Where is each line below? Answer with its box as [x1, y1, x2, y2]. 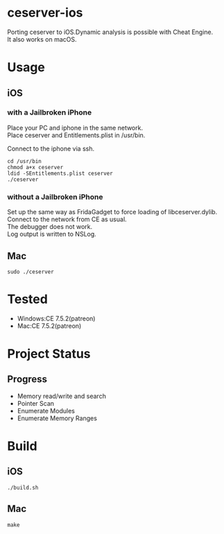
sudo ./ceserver [7, 268, 54, 275]
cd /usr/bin [7, 157, 42, 164]
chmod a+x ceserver [7, 164, 64, 171]
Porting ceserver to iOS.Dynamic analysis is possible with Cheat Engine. [7, 28, 214, 36]
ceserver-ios [7, 5, 83, 21]
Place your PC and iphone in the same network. [7, 123, 144, 132]
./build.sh [7, 484, 39, 491]
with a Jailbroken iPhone [7, 107, 92, 117]
